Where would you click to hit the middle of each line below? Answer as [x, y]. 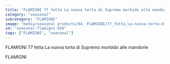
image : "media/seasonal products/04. [45, 24]
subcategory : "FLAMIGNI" [31, 19]
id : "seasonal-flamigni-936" [36, 28]
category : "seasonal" [28, 14]
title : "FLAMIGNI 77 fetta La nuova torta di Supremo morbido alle [78, 10]
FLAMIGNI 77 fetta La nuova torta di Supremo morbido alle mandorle [77, 47]
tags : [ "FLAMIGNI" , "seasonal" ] [39, 33]
